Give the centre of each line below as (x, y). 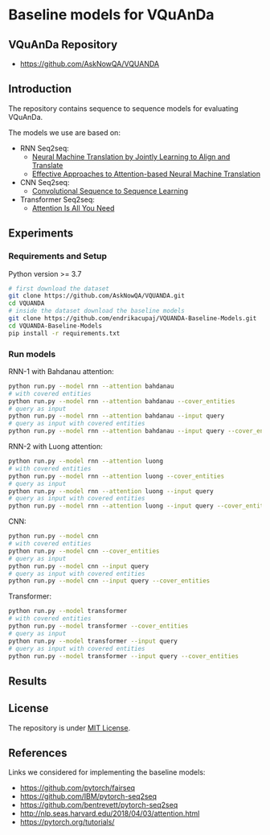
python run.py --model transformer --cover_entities (98, 626)
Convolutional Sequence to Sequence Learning (110, 191)
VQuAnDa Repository (63, 45)
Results (28, 681)
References (38, 753)
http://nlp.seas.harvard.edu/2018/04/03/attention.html (110, 813)
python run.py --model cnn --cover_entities (84, 551)
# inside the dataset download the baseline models (96, 311)
